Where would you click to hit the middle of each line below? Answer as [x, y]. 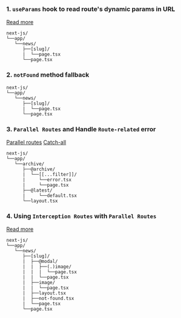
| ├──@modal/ [40, 262]
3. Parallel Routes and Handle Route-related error [81, 129]
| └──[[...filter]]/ [50, 174]
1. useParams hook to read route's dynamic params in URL [91, 9]
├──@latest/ [37, 190]
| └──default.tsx [50, 195]
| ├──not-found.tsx [48, 299]
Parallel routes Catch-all [36, 142]
